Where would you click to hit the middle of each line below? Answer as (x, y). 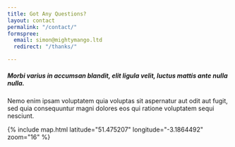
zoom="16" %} (29, 137)
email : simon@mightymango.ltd (58, 40)
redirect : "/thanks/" (46, 47)
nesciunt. (21, 116)
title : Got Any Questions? (47, 14)
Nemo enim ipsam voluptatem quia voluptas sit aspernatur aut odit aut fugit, (117, 100)
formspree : (23, 34)
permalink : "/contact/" (42, 27)
